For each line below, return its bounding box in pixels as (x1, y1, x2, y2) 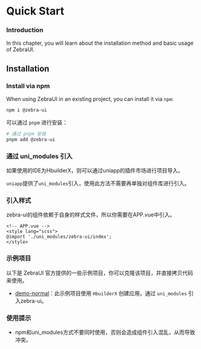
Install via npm (6, 82, 50, 90)
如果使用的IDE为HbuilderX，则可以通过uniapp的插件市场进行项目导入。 (6, 167, 183, 174)
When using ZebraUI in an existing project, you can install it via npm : (6, 96, 174, 103)
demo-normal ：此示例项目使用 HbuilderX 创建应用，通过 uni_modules (14, 289, 187, 297)
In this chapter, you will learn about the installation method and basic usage (6, 39, 194, 47)
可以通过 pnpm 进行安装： (6, 119, 68, 126)
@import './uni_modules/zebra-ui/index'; (6, 234, 112, 240)
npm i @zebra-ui (6, 107, 47, 113)
